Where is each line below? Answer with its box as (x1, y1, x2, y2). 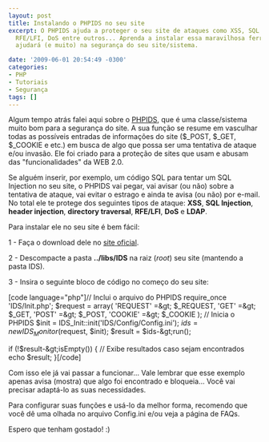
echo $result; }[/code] (8, 352, 82, 362)
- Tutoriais (8, 78, 48, 86)
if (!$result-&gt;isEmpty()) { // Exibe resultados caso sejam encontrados (8, 344, 245, 354)
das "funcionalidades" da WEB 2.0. (8, 157, 124, 167)
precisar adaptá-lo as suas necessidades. (8, 385, 147, 395)
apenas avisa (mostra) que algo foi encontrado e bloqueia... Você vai (8, 376, 235, 386)
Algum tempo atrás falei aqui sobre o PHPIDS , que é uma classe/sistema (8, 115, 248, 125)
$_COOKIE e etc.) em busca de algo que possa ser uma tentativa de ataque (8, 141, 257, 150)
